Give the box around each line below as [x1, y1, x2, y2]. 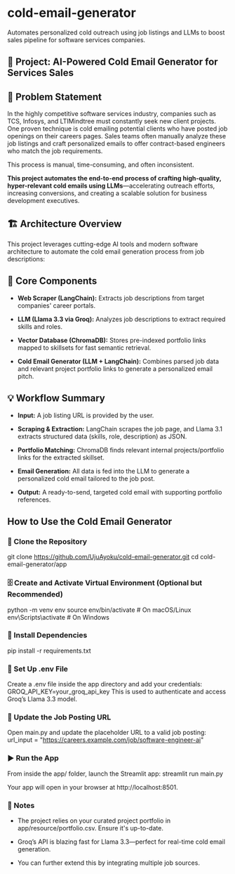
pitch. [17, 372, 34, 380]
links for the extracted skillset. [17, 453, 105, 462]
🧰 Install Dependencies [7, 630, 88, 640]
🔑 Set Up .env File [7, 664, 69, 674]
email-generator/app [7, 560, 67, 568]
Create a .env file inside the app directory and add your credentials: [7, 680, 203, 689]
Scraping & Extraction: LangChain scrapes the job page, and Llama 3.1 [17, 424, 223, 433]
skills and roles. [17, 322, 63, 331]
